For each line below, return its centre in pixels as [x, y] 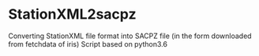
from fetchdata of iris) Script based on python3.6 [88, 44]
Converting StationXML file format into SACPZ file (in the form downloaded [130, 36]
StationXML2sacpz [72, 14]
